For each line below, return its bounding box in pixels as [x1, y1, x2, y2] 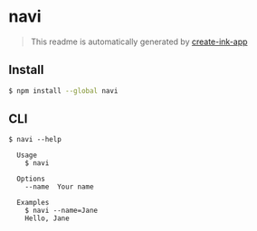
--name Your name [24, 182, 94, 191]
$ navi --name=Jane [24, 206, 99, 216]
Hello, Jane [24, 214, 70, 223]
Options [16, 174, 46, 184]
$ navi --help [8, 135, 62, 144]
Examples [16, 199, 50, 208]
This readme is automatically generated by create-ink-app [30, 36, 248, 47]
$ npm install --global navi [8, 86, 119, 96]
